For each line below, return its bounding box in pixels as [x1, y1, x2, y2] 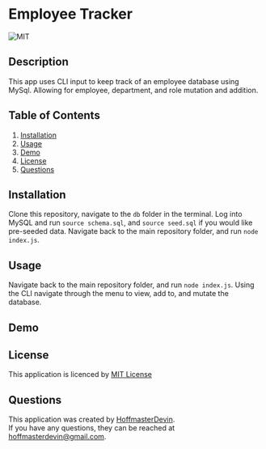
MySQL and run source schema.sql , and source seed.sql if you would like [8, 218, 253, 227]
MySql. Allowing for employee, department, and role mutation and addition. [8, 85, 259, 95]
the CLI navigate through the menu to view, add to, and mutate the [8, 289, 229, 299]
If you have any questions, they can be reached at [8, 423, 175, 433]
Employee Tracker [8, 5, 133, 23]
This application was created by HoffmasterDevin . [8, 414, 175, 425]
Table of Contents [8, 108, 101, 122]
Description [8, 55, 69, 69]
